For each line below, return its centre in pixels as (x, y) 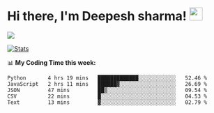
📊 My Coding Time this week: (52, 62)
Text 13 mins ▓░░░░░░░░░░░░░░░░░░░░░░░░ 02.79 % (107, 102)
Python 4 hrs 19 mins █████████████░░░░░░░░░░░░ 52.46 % (107, 78)
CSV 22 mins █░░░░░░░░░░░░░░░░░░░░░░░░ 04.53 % (107, 96)
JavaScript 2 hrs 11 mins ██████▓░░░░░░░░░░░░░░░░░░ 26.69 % (107, 84)
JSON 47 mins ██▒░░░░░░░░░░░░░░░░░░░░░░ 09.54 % (107, 90)
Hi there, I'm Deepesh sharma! (97, 16)
